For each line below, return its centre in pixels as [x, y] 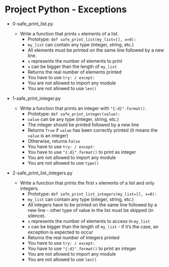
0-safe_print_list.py [33, 24]
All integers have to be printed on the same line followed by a [92, 205]
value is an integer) [48, 135]
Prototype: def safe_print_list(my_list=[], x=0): [82, 39]
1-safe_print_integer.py [36, 98]
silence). [37, 216]
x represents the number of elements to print [75, 61]
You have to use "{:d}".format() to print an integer [82, 248]
